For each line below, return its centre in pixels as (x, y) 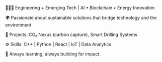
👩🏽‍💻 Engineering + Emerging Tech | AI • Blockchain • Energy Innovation (80, 8)
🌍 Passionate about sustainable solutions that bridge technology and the (81, 18)
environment (18, 25)
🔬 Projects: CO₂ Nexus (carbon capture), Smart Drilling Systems (71, 34)
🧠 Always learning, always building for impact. (53, 54)
